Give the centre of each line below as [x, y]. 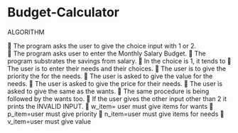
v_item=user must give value [49, 121]
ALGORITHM [26, 32]
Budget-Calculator [63, 12]
